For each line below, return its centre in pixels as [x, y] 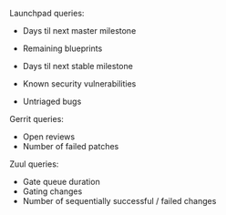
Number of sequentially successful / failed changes [119, 201]
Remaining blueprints [62, 48]
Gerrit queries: [36, 119]
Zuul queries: [34, 164]
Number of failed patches [71, 146]
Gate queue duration [61, 182]
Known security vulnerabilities [79, 84]
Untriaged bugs [52, 101]
